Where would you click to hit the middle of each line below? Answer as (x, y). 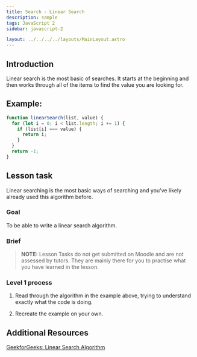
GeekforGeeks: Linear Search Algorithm (56, 347)
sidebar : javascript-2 (35, 29)
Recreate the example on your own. (59, 314)
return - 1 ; (25, 151)
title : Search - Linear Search (45, 12)
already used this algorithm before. (50, 197)
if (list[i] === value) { (50, 129)
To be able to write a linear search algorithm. (62, 225)
